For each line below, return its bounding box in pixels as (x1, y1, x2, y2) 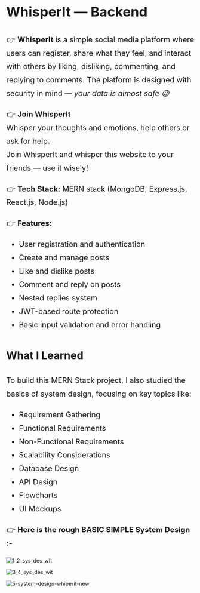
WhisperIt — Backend (6, 3, 148, 20)
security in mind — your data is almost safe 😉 (6, 88, 170, 99)
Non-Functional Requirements (19, 437, 124, 447)
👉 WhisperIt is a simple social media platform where (6, 35, 195, 45)
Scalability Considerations (19, 450, 110, 460)
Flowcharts (19, 491, 58, 500)
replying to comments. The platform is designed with (6, 75, 192, 85)
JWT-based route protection (19, 306, 119, 317)
